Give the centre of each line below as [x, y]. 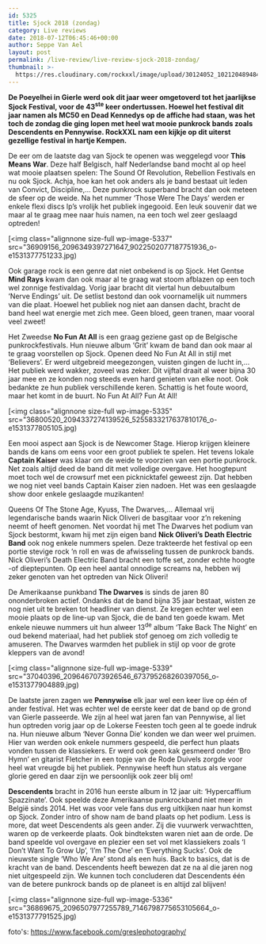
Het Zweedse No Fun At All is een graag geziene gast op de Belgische [123, 337]
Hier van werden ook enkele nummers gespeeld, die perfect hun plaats [124, 742]
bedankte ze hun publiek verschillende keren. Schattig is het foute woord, [128, 388]
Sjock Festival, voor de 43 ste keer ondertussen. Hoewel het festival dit [126, 106]
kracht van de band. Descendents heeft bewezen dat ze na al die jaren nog [131, 867]
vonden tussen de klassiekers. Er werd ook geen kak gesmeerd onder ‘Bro [129, 750]
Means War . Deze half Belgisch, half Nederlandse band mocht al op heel [127, 164]
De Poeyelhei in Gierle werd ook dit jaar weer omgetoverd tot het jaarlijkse [132, 97]
